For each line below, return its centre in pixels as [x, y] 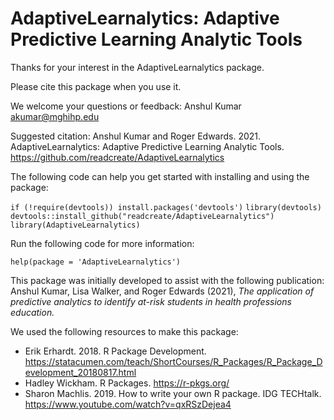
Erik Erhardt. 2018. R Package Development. [115, 351]
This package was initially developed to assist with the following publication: [167, 280]
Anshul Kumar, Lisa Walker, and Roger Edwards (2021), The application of [162, 291]
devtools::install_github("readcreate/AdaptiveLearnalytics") [142, 216]
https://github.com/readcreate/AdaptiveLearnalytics [117, 157]
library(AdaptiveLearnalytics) [75, 225]
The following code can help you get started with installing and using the [160, 176]
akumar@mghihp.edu [55, 116]
